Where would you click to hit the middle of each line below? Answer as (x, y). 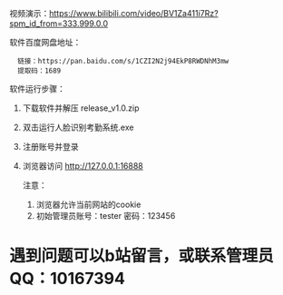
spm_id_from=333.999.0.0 (59, 24)
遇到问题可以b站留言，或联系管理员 (141, 256)
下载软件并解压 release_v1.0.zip (81, 108)
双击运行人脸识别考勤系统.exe (78, 127)
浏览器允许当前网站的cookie (88, 204)
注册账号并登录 (50, 147)
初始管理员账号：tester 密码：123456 (106, 216)
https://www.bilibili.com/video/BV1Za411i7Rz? (134, 13)
